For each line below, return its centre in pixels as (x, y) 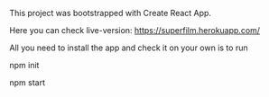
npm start (28, 83)
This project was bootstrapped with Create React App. (111, 13)
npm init (24, 65)
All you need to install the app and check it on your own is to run (129, 48)
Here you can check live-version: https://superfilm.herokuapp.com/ (134, 30)
